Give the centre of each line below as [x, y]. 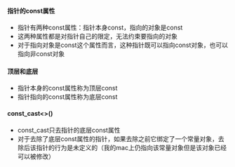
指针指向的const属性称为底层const [67, 97]
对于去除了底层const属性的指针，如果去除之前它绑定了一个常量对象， [118, 139]
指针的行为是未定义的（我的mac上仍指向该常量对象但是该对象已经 [131, 147]
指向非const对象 [41, 54]
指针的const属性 [31, 11]
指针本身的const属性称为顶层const [67, 88]
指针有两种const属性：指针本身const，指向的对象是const [100, 27]
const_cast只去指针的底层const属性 [69, 130]
